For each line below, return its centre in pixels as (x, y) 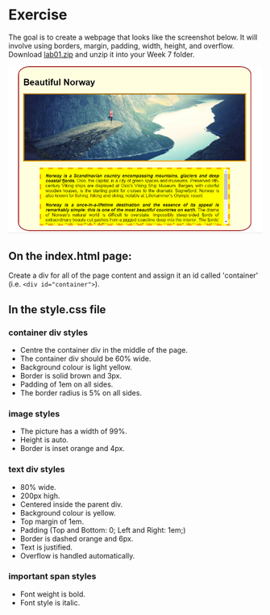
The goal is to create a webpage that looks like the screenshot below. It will (133, 37)
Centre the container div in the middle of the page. (104, 349)
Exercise (38, 15)
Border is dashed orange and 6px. (77, 538)
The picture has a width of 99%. (73, 431)
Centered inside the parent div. (71, 504)
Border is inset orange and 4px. (72, 449)
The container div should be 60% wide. (85, 358)
